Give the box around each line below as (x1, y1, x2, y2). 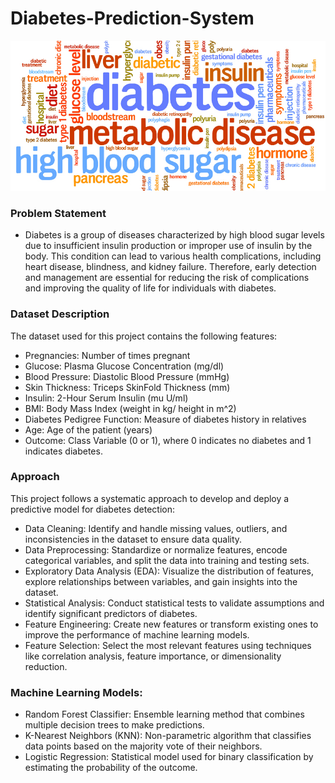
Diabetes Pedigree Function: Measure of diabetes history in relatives (24, 413, 307, 425)
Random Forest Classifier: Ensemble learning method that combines (24, 708, 305, 721)
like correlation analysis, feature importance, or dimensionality (24, 650, 282, 662)
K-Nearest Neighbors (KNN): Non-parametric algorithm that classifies (24, 730, 312, 742)
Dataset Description (10, 307, 110, 321)
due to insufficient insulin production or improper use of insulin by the (24, 240, 313, 252)
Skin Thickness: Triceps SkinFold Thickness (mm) (24, 381, 231, 393)
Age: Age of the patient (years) (24, 423, 153, 436)
